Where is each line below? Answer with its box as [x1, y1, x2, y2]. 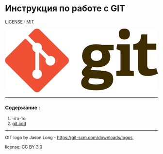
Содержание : [5, 105, 40, 111]
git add [12, 121, 27, 126]
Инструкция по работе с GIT [5, 3, 125, 14]
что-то [12, 115, 26, 121]
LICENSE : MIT [5, 19, 34, 25]
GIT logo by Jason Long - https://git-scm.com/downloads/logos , [5, 134, 134, 140]
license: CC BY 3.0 [5, 144, 43, 150]
